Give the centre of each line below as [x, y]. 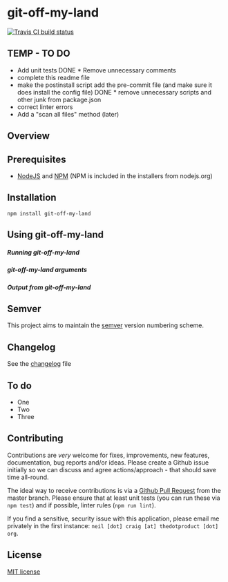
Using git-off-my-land [56, 235]
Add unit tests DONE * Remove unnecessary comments [96, 70]
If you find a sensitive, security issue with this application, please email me [113, 518]
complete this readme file [53, 77]
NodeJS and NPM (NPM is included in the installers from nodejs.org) [115, 176]
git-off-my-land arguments [47, 270]
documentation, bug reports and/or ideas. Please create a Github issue [108, 462]
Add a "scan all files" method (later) [68, 114]
